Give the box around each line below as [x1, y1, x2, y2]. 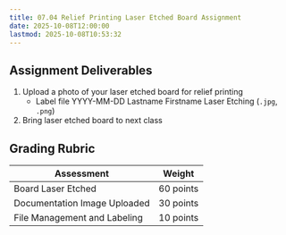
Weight [163, 167, 195, 180]
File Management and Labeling [13, 212, 143, 223]
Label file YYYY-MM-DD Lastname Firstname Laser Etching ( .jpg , [35, 96, 278, 107]
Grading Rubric [9, 140, 96, 156]
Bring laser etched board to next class [21, 115, 163, 126]
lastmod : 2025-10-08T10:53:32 [9, 29, 122, 38]
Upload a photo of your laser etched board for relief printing [21, 87, 244, 97]
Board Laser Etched [13, 182, 97, 195]
